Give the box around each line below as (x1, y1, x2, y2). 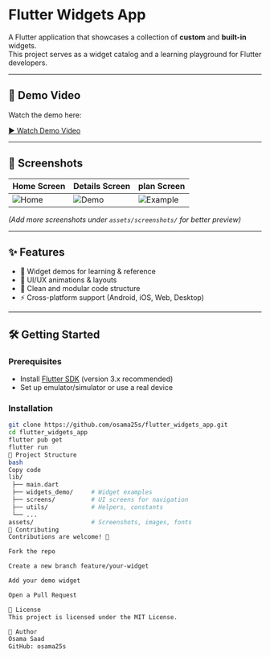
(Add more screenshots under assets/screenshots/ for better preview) (8, 215, 242, 224)
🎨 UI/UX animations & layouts (19, 275, 117, 285)
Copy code (8, 466, 42, 474)
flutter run (8, 443, 48, 451)
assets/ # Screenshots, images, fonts (8, 518, 193, 526)
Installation (8, 402, 54, 413)
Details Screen (73, 180, 131, 191)
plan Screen (137, 180, 186, 191)
